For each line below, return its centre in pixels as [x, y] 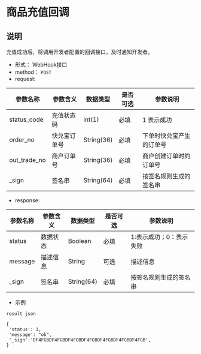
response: [27, 200]
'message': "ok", [30, 335]
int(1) [91, 119]
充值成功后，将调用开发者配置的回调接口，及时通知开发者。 [80, 52]
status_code [26, 119]
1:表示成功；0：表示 [159, 237]
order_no [22, 140]
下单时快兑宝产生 [167, 136]
